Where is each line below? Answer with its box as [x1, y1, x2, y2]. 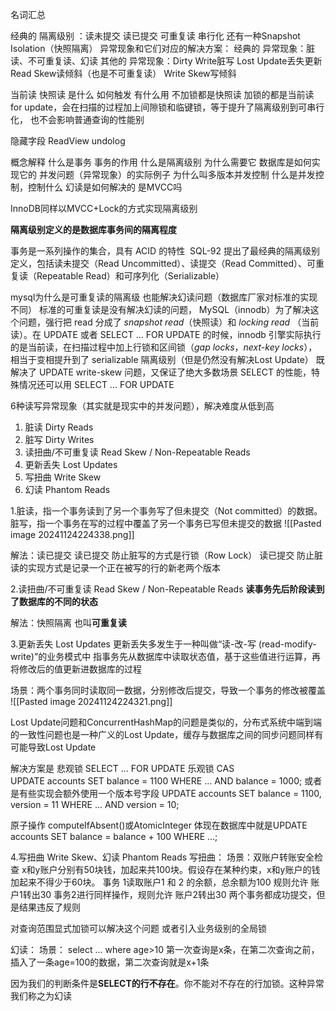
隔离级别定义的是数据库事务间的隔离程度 [10, 224, 177, 235]
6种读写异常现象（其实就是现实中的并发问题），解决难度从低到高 [10, 400, 275, 412]
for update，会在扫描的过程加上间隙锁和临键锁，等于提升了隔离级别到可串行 [10, 101, 325, 113]
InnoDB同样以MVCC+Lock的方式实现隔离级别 [10, 203, 198, 214]
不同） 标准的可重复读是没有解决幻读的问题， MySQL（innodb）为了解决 [10, 304, 311, 315]
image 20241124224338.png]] [10, 529, 135, 540]
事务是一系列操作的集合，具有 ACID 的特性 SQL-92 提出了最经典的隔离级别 [10, 245, 321, 257]
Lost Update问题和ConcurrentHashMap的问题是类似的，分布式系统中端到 [10, 716, 313, 728]
